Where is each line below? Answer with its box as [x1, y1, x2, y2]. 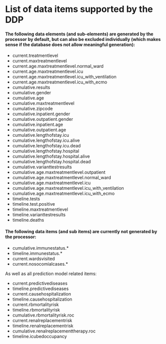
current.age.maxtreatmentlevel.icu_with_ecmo [12, 79, 107, 85]
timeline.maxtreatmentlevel [12, 206, 68, 213]
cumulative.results [12, 84, 50, 90]
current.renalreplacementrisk [12, 317, 72, 323]
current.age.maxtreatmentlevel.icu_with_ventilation [12, 74, 117, 80]
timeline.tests [12, 196, 40, 202]
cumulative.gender [12, 90, 51, 96]
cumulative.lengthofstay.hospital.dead [12, 159, 91, 165]
